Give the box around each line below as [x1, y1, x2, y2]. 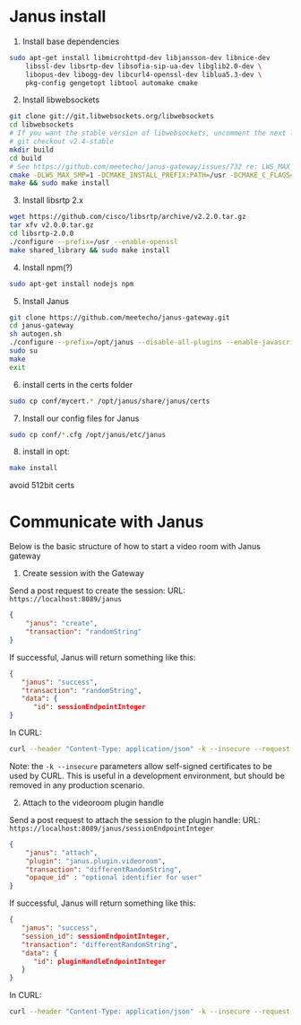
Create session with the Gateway [21, 568, 145, 579]
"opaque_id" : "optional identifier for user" [25, 873, 202, 882]
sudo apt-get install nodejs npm [9, 279, 134, 288]
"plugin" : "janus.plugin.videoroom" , [25, 856, 167, 865]
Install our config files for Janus [21, 413, 140, 424]
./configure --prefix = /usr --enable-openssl [9, 237, 178, 246]
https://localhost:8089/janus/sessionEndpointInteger [9, 824, 215, 833]
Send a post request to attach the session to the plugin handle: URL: [9, 814, 261, 825]
